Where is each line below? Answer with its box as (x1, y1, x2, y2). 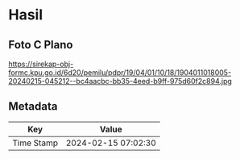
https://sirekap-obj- (8, 59, 74, 69)
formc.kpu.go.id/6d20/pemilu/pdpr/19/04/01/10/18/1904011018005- (8, 68, 232, 77)
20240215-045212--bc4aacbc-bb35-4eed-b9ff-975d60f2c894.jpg (8, 77, 232, 86)
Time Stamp (12, 137, 59, 149)
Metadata (8, 99, 58, 114)
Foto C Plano (8, 38, 73, 52)
